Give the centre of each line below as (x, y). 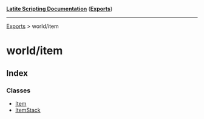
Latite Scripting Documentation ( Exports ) (59, 9)
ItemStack (28, 110)
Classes (19, 90)
